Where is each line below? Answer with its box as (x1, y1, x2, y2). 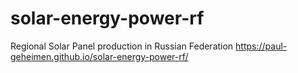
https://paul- (235, 40, 288, 52)
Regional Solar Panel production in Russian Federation (10, 40, 234, 52)
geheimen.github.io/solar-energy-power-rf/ (10, 50, 189, 62)
